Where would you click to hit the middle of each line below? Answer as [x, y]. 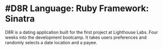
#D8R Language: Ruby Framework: [77, 8]
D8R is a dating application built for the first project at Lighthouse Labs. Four [81, 32]
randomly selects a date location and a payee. [51, 42]
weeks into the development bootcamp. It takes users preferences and [76, 37]
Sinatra [20, 19]
